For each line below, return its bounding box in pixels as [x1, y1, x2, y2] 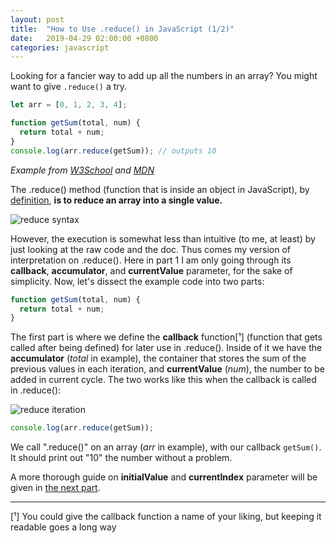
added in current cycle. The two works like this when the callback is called [10, 374, 317, 386]
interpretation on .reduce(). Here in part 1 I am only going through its [10, 254, 292, 266]
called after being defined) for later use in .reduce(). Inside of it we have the [10, 342, 323, 354]
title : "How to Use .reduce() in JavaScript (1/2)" [10, 24, 235, 34]
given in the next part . [10, 482, 101, 494]
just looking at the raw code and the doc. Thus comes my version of [10, 243, 292, 255]
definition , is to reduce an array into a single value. [10, 194, 223, 206]
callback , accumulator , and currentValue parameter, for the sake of [10, 264, 293, 276]
